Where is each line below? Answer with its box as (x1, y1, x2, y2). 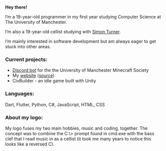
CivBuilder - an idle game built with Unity (12, 78, 97, 84)
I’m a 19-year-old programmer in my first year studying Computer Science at (5, 14, 161, 19)
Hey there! (5, 4, 27, 10)
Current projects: (5, 56, 48, 63)
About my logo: (5, 114, 43, 121)
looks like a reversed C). (5, 141, 55, 147)
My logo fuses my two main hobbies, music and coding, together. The (5, 125, 148, 131)
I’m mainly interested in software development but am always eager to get (5, 38, 156, 44)
